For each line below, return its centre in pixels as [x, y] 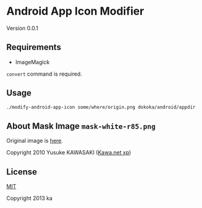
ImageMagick [32, 62]
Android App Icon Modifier [75, 11]
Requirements [34, 47]
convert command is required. [44, 74]
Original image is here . [35, 141]
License [22, 172]
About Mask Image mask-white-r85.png [81, 126]
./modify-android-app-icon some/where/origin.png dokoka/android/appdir [101, 107]
